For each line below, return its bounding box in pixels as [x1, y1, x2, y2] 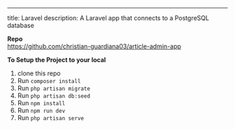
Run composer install [17, 77, 81, 84]
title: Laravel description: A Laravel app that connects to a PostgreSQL [7, 14, 210, 22]
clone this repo [17, 69, 61, 77]
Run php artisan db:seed [17, 91, 91, 100]
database [7, 22, 35, 29]
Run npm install [17, 99, 66, 107]
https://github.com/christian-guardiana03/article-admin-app [7, 43, 182, 50]
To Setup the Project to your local [7, 56, 106, 63]
